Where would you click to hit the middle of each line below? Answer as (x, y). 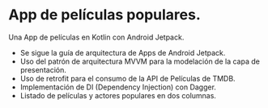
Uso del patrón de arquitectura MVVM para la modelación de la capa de (140, 61)
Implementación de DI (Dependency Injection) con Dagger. (118, 87)
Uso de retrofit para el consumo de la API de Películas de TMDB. (128, 78)
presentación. (43, 69)
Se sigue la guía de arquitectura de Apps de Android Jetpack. (123, 52)
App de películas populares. (104, 15)
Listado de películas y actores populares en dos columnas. (118, 95)
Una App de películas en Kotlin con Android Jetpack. (96, 37)
